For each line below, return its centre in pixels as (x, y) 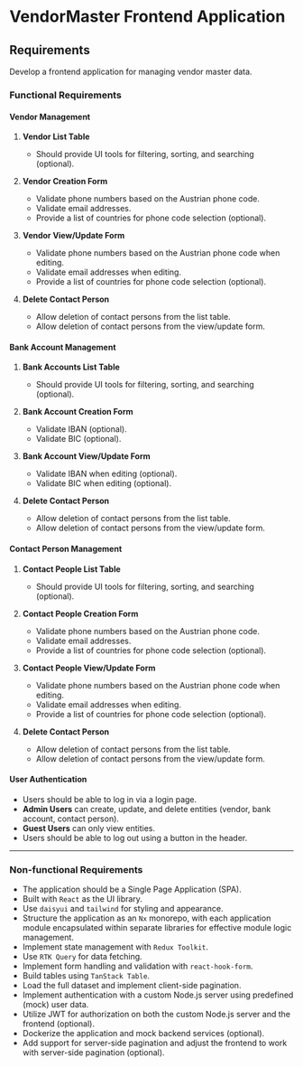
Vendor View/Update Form (73, 236)
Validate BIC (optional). (78, 439)
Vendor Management (50, 117)
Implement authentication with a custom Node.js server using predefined (158, 995)
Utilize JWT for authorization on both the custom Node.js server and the (156, 1015)
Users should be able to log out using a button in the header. (135, 838)
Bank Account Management (63, 347)
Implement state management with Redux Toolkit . (115, 947)
